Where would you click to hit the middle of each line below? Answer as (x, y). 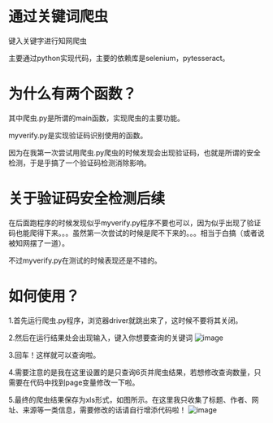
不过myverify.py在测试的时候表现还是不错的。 (85, 260)
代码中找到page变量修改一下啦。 (84, 382)
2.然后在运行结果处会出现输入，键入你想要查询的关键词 (101, 338)
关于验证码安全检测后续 (87, 199)
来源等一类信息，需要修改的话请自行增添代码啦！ (104, 410)
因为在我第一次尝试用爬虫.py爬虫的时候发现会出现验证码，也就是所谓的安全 (135, 152)
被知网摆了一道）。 (39, 243)
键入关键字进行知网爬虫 (48, 41)
